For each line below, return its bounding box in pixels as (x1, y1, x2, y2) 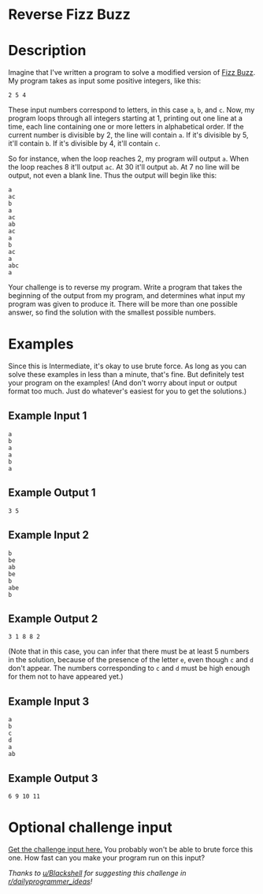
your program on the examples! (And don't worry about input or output (8, 378, 238, 388)
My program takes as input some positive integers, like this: (8, 76, 202, 86)
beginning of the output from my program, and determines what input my (8, 291, 246, 300)
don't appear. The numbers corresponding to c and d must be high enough (8, 664, 250, 673)
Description (8, 42, 87, 60)
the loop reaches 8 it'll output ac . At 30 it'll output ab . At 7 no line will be (8, 162, 240, 172)
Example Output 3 (8, 771, 98, 785)
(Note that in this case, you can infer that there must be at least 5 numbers (8, 646, 250, 656)
